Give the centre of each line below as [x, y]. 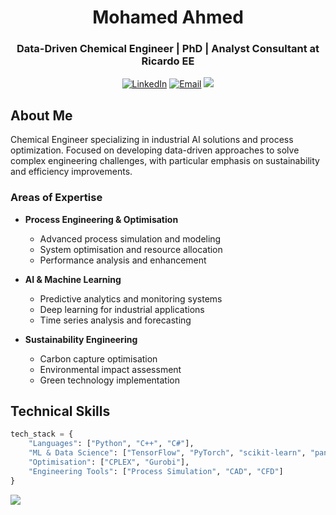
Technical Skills [60, 411]
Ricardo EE [168, 61]
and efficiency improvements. [71, 172]
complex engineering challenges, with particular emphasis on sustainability [165, 161]
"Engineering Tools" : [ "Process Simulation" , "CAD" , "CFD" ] [156, 471]
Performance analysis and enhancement [123, 260]
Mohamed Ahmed [168, 17]
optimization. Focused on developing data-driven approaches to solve [155, 150]
